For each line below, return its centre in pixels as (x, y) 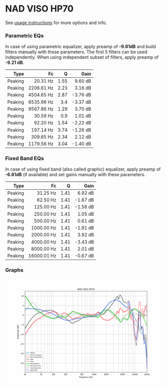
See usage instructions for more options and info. (56, 23)
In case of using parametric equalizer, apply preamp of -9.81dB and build (80, 47)
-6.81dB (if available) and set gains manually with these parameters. (75, 175)
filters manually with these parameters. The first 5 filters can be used (76, 52)
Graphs (14, 270)
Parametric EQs (24, 36)
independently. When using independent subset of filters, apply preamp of (82, 57)
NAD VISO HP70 (39, 9)
